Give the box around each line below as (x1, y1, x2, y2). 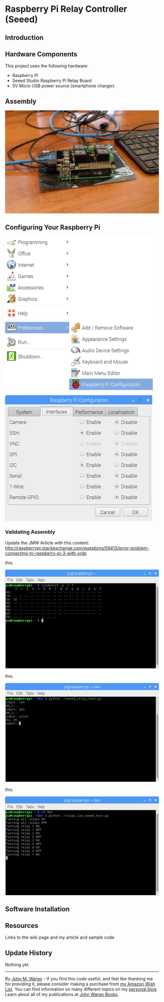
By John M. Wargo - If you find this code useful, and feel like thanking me (5, 976, 153, 982)
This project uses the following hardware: (5, 63, 89, 69)
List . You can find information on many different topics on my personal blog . (5, 986, 158, 992)
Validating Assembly (5, 529, 56, 536)
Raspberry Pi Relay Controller (5, 3, 127, 15)
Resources (5, 921, 39, 930)
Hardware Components (5, 50, 78, 58)
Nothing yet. (5, 962, 30, 968)
